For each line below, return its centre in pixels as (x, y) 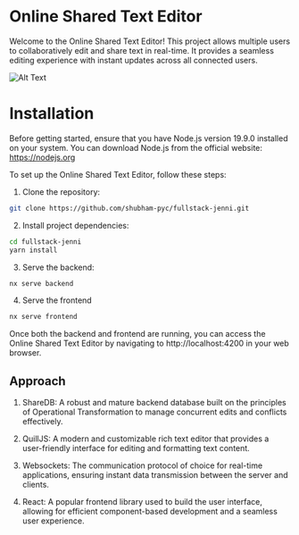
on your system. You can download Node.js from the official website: (136, 147)
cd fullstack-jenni (46, 242)
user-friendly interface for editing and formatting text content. (136, 448)
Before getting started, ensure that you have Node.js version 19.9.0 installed (149, 138)
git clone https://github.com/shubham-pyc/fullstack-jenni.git (129, 208)
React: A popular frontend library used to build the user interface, (142, 502)
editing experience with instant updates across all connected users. (133, 60)
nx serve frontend (43, 317)
